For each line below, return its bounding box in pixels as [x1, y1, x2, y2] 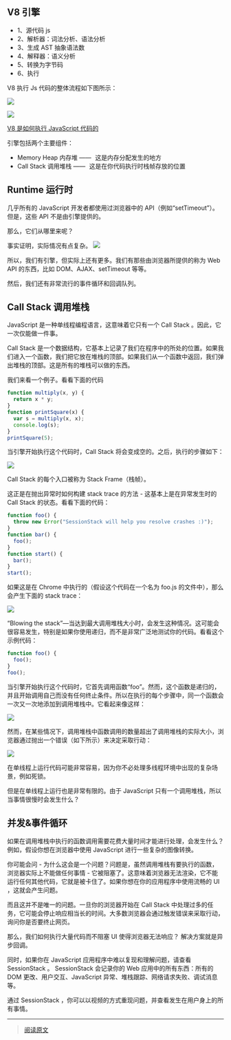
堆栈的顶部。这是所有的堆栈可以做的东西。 [12, 361, 134, 369]
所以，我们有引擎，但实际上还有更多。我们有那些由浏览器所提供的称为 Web [7, 256, 221, 264]
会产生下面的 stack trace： [7, 592, 83, 600]
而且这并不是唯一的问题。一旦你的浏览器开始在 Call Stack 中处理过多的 [7, 900, 208, 909]
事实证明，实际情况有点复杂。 [7, 241, 91, 250]
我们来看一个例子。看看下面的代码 [7, 376, 104, 384]
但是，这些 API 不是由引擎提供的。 [7, 212, 105, 220]
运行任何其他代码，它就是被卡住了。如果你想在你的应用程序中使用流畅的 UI [7, 877, 220, 885]
